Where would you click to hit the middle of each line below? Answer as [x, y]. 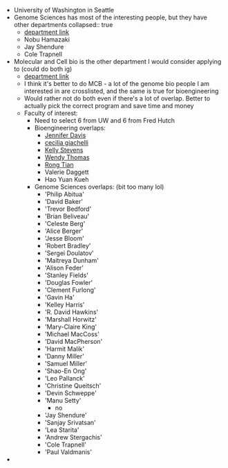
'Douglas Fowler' [69, 283]
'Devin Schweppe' [70, 393]
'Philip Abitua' [64, 194]
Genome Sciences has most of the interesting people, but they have [110, 17]
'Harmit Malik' [65, 349]
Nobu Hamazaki [47, 40]
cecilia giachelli [66, 142]
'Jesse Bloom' [64, 238]
